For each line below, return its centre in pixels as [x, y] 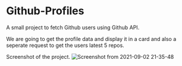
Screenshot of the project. [38, 56]
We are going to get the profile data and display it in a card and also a [91, 39]
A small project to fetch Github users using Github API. [73, 27]
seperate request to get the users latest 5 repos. [65, 45]
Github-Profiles [45, 11]
